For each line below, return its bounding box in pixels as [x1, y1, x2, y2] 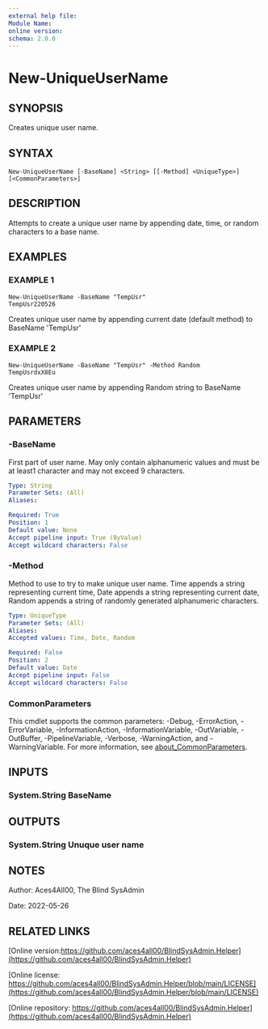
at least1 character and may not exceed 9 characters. [8, 466, 186, 476]
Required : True [8, 511, 60, 519]
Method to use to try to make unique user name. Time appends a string [8, 578, 245, 588]
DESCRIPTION [8, 197, 81, 210]
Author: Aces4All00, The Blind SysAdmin [8, 885, 144, 895]
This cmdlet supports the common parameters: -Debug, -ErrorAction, [8, 717, 240, 726]
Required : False [8, 649, 63, 657]
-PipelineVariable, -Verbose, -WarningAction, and [44, 734, 208, 743]
